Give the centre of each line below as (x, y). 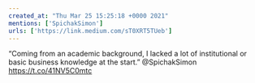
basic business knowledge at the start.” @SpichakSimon (103, 62)
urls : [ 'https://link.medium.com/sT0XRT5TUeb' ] (91, 31)
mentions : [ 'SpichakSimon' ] (56, 23)
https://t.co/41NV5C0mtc (50, 71)
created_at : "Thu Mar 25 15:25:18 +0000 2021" (89, 16)
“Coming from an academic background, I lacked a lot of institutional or (128, 54)
